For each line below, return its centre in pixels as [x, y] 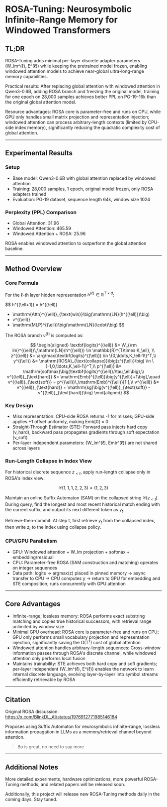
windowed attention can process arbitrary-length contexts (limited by [76, 122]
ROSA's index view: [25, 478]
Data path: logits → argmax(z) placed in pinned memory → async [79, 573]
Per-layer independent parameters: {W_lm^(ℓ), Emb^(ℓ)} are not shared [85, 443]
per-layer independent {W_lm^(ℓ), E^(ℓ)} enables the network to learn [83, 669]
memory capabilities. [27, 76]
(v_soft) [20, 438]
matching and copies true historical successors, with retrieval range [82, 621]
